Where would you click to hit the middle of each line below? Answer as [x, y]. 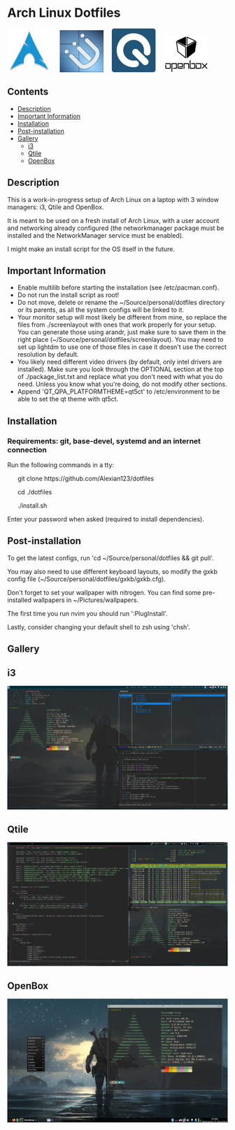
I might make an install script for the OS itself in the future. [91, 249]
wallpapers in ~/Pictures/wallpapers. [86, 600]
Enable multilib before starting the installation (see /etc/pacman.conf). [118, 287]
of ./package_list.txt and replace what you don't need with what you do [120, 377]
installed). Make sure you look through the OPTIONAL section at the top [121, 369]
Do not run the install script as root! [68, 295]
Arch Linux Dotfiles [64, 13]
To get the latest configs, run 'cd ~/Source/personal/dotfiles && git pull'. [111, 558]
